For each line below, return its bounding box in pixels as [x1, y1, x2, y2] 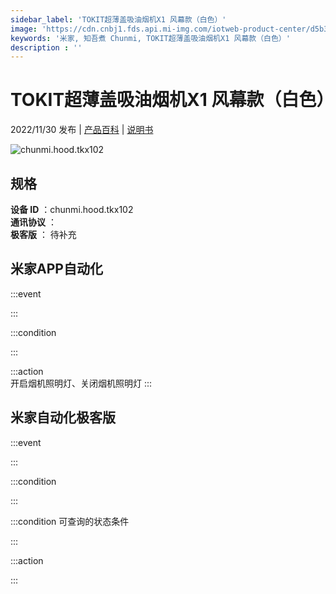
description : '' [10, 42, 83, 53]
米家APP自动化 [10, 261, 103, 278]
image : [10, 24, 38, 34]
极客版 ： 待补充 [10, 229, 77, 240]
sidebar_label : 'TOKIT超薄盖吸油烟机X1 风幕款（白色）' [10, 14, 227, 25]
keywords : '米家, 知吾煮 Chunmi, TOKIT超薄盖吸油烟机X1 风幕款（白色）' [10, 33, 291, 43]
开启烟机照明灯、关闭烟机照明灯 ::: [10, 377, 153, 389]
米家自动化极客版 [10, 409, 116, 426]
